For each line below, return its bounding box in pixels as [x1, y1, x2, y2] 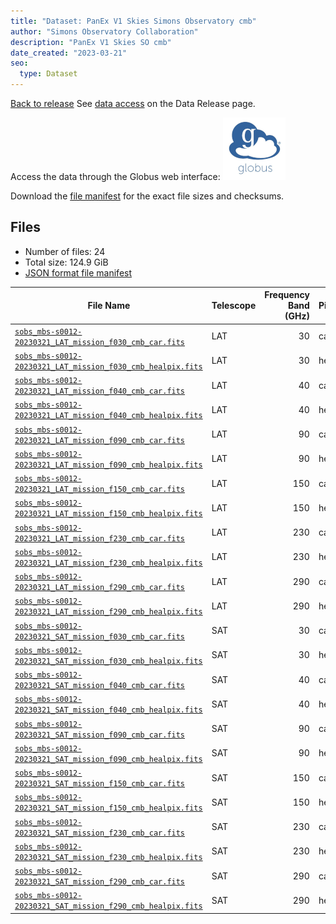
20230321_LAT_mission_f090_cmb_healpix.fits [14, 460, 203, 470]
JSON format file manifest [24, 266, 133, 279]
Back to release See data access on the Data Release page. [10, 98, 256, 109]
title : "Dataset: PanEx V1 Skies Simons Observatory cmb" [10, 16, 257, 26]
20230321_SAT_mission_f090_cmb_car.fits [14, 730, 186, 740]
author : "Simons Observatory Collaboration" [10, 26, 199, 37]
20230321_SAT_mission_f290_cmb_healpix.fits [14, 901, 203, 912]
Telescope [211, 300, 257, 312]
